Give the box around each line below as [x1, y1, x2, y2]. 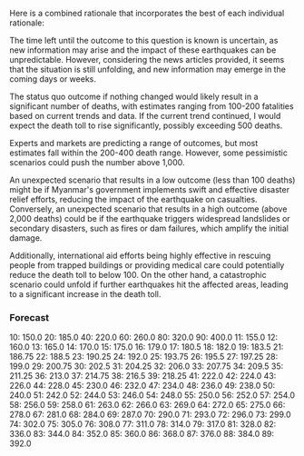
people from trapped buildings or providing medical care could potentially [9, 260, 285, 271]
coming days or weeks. [9, 74, 97, 84]
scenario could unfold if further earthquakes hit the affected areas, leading [9, 279, 289, 290]
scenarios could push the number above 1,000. [9, 157, 185, 167]
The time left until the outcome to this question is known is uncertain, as [9, 35, 279, 45]
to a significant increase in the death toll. [9, 289, 162, 299]
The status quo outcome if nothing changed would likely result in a [9, 91, 259, 102]
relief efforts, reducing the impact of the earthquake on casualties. [9, 194, 258, 204]
